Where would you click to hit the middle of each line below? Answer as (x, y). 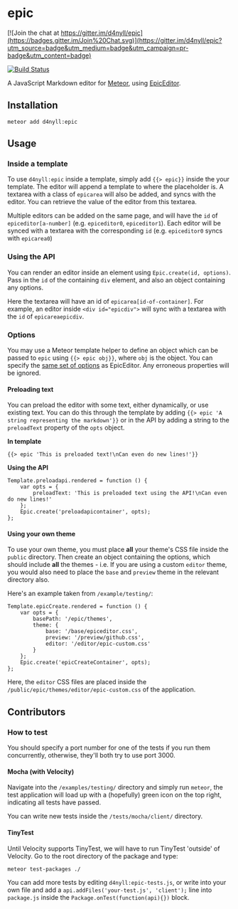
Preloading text (31, 389)
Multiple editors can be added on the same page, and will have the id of (113, 216)
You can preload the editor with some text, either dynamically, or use (108, 405)
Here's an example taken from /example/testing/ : (80, 594)
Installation (33, 106)
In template (25, 442)
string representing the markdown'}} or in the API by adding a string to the (118, 420)
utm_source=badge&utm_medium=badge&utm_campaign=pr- (98, 48)
